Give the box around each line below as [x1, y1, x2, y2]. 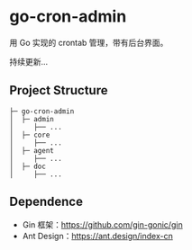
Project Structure [9, 83, 108, 98]
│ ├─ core [9, 130, 50, 139]
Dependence [9, 194, 84, 210]
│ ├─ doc [9, 162, 47, 171]
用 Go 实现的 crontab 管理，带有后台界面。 [9, 37, 169, 48]
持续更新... [9, 56, 49, 67]
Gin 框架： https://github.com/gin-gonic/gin [22, 219, 183, 230]
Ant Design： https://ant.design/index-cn [22, 230, 173, 241]
